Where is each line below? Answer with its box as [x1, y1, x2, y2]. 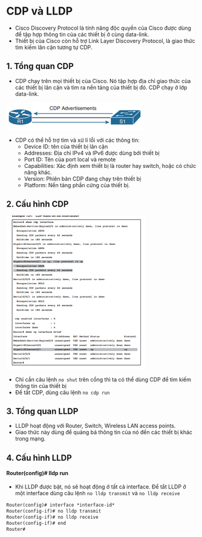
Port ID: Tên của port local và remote [24, 156, 116, 163]
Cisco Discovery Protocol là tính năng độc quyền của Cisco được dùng [15, 24, 192, 32]
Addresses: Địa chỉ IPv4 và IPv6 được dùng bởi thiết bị [24, 149, 160, 156]
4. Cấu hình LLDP [6, 453, 73, 463]
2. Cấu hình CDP [6, 199, 69, 210]
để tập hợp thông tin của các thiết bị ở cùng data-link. [15, 30, 149, 38]
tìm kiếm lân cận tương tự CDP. [15, 44, 93, 51]
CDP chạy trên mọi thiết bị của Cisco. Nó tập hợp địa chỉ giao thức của [15, 77, 191, 84]
